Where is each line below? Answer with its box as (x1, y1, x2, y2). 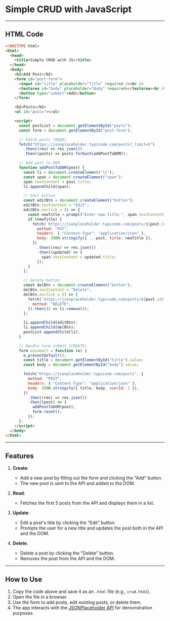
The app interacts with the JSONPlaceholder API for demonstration (12, 605, 153, 610)
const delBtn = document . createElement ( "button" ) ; (23, 283, 133, 288)
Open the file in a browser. (12, 594, 68, 600)
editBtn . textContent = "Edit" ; (23, 203, 90, 208)
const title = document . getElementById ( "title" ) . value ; (23, 357, 144, 363)
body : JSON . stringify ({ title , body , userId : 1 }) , (27, 385, 139, 390)
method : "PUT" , (37, 226, 69, 232)
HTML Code (5, 30, 44, 39)
